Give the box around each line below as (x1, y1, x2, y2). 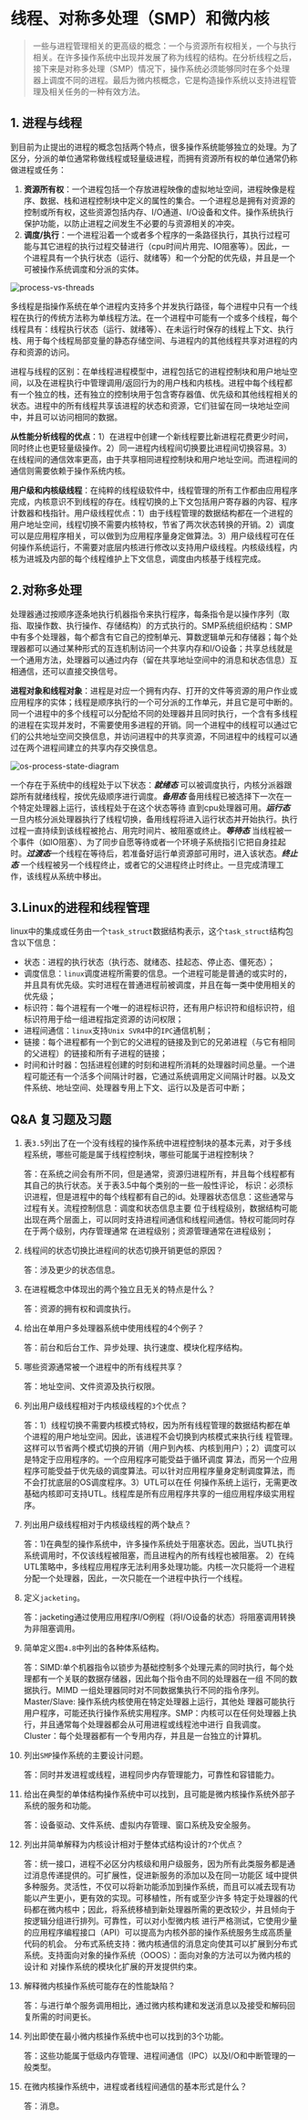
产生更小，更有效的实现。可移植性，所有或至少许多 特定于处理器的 (39, 1892, 290, 1903)
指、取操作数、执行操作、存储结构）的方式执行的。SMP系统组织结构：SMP (10, 620, 293, 631)
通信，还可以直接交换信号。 (17, 665, 122, 676)
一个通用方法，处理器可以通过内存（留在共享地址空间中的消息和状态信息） (10, 654, 290, 665)
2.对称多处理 (10, 582, 83, 599)
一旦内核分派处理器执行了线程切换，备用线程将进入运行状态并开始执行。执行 (10, 813, 298, 824)
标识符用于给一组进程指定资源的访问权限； (23, 1013, 184, 1024)
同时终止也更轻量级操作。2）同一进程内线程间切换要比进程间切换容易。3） (10, 442, 293, 453)
